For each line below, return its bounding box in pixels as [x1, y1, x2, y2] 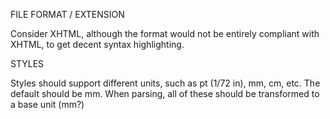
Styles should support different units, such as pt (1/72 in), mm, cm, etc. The [10, 77, 321, 89]
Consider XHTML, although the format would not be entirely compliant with [10, 28, 320, 39]
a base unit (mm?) [10, 99, 85, 110]
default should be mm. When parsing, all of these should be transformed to [10, 88, 320, 99]
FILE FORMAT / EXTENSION [10, 9, 125, 20]
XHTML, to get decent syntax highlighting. [10, 39, 185, 50]
